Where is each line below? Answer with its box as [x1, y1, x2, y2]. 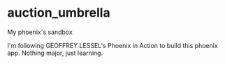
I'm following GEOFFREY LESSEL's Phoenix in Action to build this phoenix [7, 41, 218, 49]
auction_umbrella [7, 5, 110, 21]
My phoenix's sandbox [7, 28, 73, 36]
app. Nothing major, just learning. [7, 49, 103, 57]
